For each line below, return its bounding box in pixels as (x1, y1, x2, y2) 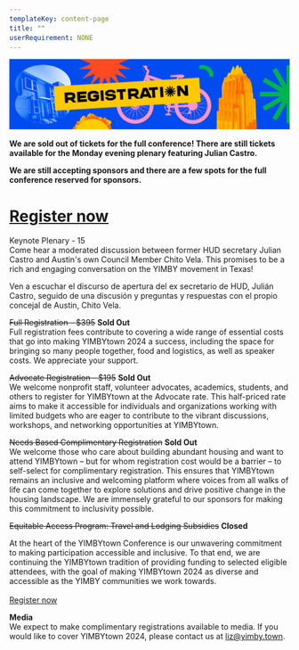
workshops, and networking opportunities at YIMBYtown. (9, 420, 220, 431)
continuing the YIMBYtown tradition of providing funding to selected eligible (9, 557, 287, 568)
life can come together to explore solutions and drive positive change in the (9, 484, 287, 495)
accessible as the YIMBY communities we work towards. (9, 576, 217, 587)
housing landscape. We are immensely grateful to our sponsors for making (9, 494, 283, 505)
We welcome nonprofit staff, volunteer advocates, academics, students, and (9, 382, 289, 392)
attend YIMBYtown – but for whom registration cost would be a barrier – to (9, 456, 282, 467)
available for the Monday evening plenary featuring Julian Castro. (9, 148, 258, 159)
